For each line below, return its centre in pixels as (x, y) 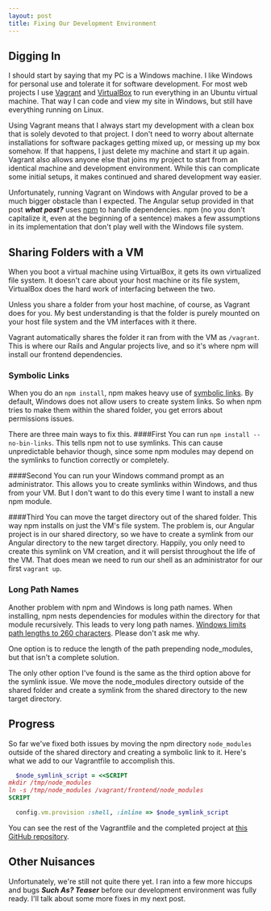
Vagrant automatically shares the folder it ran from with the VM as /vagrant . (134, 338)
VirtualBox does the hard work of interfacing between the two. (112, 289)
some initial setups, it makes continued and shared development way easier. (135, 177)
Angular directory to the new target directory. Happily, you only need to (127, 543)
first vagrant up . (35, 569)
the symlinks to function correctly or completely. (89, 460)
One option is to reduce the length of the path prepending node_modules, (131, 649)
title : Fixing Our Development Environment (83, 23)
